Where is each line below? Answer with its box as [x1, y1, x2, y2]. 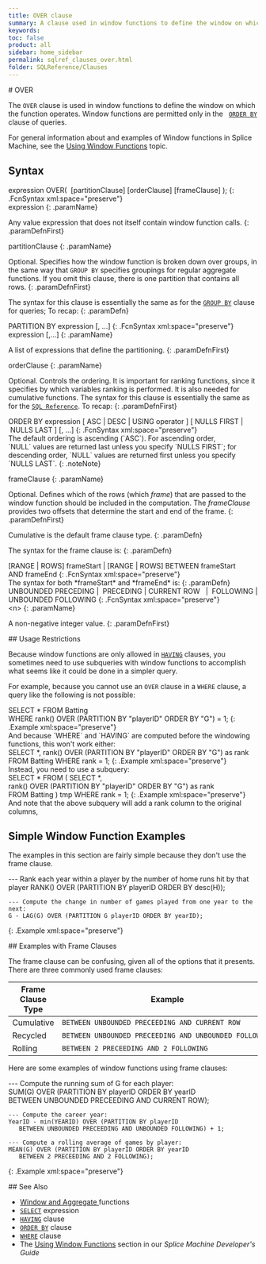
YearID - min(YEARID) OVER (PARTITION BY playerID [8, 1118, 179, 1126]
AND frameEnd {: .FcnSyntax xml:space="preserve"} [8, 569, 180, 579]
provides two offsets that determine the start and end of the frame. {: [8, 506, 234, 516]
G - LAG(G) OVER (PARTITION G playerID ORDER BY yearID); [8, 912, 203, 920]
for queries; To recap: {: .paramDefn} [8, 306, 129, 315]
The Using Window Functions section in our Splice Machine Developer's [19, 1239, 256, 1249]
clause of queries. [8, 117, 67, 127]
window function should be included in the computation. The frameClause [8, 498, 251, 507]
